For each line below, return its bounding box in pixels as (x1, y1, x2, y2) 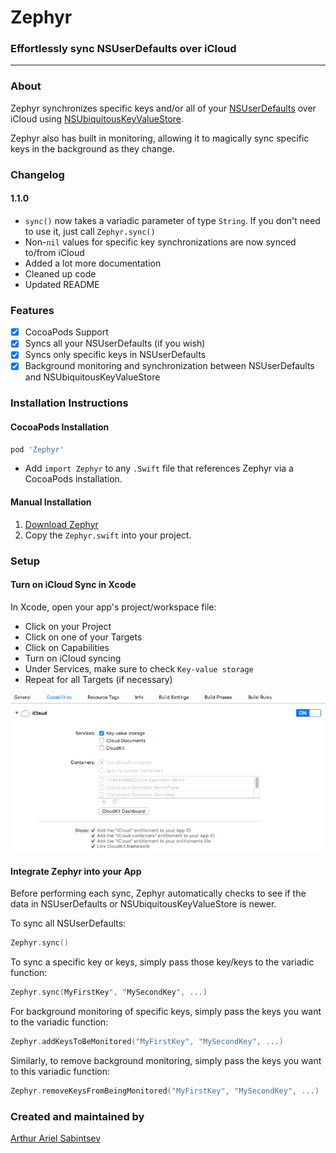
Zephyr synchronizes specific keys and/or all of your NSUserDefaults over (10, 102, 317, 114)
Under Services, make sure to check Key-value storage (24, 662, 254, 675)
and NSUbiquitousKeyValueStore (24, 371, 161, 383)
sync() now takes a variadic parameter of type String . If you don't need (24, 214, 321, 226)
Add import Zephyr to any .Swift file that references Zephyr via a (24, 462, 294, 475)
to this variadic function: (10, 1065, 110, 1077)
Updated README (24, 278, 100, 290)
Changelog (10, 167, 65, 181)
